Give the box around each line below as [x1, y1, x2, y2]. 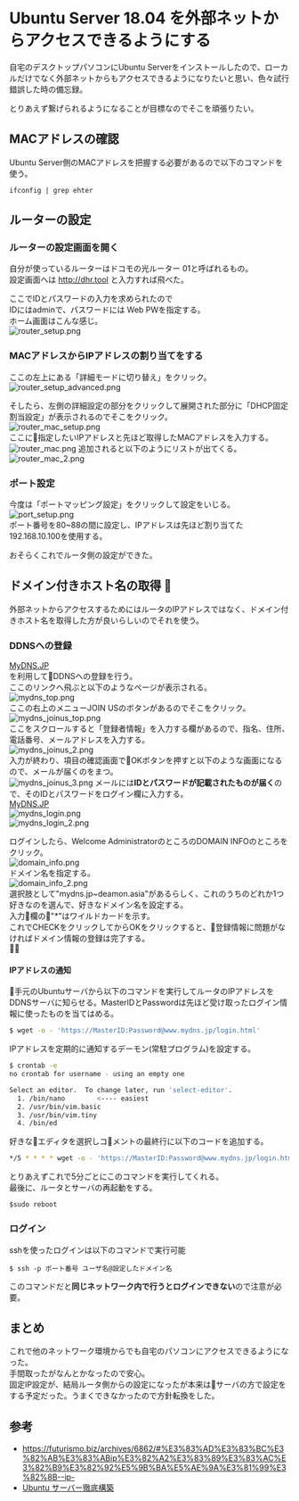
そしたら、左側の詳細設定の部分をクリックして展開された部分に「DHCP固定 [9, 400, 289, 410]
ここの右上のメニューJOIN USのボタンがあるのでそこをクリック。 [9, 702, 251, 714]
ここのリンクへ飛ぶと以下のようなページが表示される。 [9, 682, 212, 692]
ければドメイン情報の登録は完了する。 [9, 933, 149, 944]
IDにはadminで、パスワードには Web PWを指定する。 [9, 304, 206, 315]
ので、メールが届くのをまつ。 [9, 767, 118, 777]
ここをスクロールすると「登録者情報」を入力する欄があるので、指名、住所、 [9, 724, 290, 734]
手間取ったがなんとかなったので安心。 [9, 1368, 149, 1379]
